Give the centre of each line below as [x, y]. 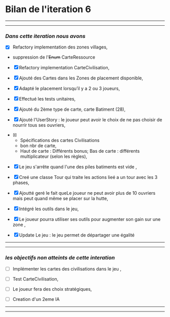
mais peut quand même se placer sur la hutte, [60, 199]
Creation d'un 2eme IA [36, 299]
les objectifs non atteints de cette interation [60, 258]
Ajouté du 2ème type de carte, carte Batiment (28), [72, 109]
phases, [21, 183]
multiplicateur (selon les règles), [54, 156]
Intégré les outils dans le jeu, [49, 209]
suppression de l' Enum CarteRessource [54, 57]
